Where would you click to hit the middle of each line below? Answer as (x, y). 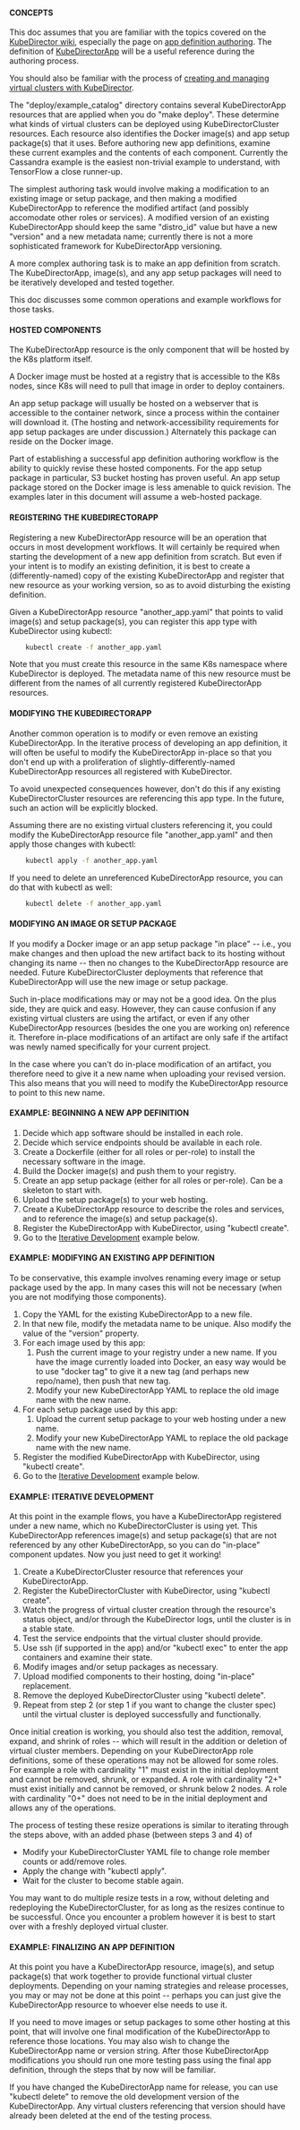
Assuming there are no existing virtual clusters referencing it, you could (141, 825)
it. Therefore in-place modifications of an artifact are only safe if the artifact (149, 1037)
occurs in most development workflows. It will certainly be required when (145, 547)
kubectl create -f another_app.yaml (94, 647)
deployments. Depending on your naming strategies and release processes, (149, 1986)
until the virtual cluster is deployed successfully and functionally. (141, 1715)
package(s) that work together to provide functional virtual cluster (131, 1976)
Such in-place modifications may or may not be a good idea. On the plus (143, 999)
